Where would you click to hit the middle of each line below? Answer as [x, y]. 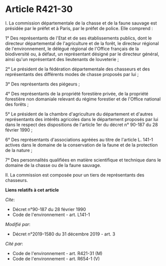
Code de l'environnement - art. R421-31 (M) [57, 253]
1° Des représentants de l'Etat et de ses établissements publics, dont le [78, 38]
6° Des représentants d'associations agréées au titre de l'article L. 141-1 [79, 139]
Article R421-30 [39, 9]
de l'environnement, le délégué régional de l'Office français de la [72, 48]
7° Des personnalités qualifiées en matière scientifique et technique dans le [83, 160]
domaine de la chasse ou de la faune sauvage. [53, 165]
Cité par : [14, 243]
